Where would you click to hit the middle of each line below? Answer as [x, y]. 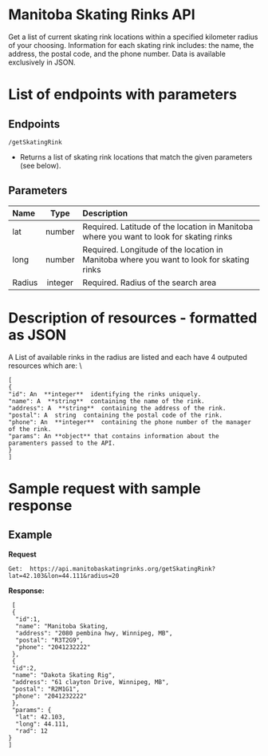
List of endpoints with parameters [123, 95]
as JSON [37, 335]
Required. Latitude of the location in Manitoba [168, 227]
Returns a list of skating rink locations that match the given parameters [136, 156]
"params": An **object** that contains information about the [114, 436]
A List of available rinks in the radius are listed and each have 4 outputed [128, 357]
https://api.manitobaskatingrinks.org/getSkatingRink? [122, 568]
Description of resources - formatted [133, 318]
